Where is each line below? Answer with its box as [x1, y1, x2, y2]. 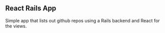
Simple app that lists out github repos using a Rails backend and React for [5, 17, 160, 23]
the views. [5, 23, 27, 29]
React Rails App [5, 4, 57, 13]
